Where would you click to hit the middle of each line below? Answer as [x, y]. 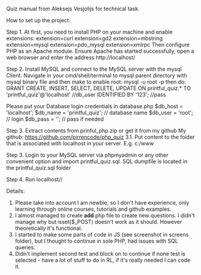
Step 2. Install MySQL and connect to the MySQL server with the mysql [94, 69]
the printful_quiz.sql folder [38, 168]
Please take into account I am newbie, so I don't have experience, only [102, 203]
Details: [16, 191]
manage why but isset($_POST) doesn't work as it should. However [98, 222]
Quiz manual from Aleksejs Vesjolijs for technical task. [73, 9]
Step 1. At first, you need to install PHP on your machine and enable [89, 32]
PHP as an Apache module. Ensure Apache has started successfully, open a [100, 51]
